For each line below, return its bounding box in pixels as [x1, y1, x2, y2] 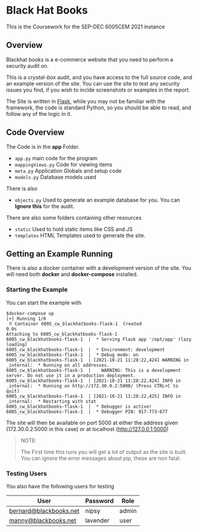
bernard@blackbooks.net [9, 507, 80, 515]
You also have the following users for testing [6, 482, 114, 489]
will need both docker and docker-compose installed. [6, 271, 138, 278]
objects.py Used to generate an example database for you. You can [14, 196, 180, 203]
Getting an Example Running [6, 249, 113, 259]
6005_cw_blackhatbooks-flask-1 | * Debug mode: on [6, 352, 139, 358]
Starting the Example [6, 286, 68, 294]
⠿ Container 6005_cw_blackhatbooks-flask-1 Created [8, 320, 142, 327]
